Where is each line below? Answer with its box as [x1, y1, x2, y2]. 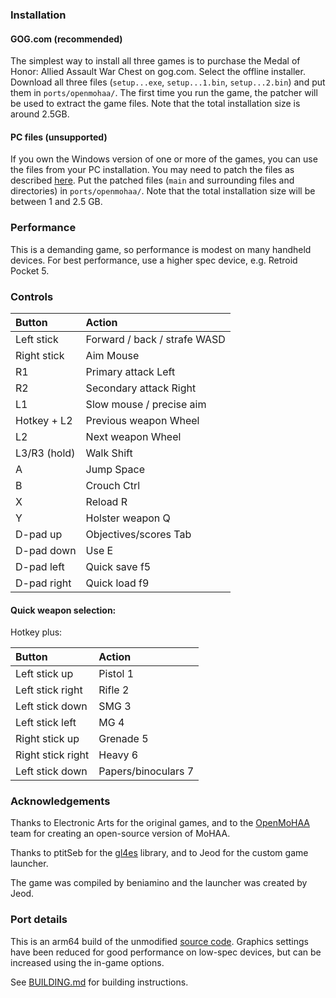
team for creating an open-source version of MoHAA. [10, 828, 231, 840]
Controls [10, 289, 54, 303]
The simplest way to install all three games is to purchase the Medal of [10, 55, 301, 67]
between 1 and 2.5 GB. [10, 196, 103, 208]
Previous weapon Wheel [85, 413, 200, 427]
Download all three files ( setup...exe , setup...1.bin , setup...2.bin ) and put [10, 76, 326, 88]
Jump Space [85, 462, 145, 476]
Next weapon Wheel [85, 429, 182, 443]
